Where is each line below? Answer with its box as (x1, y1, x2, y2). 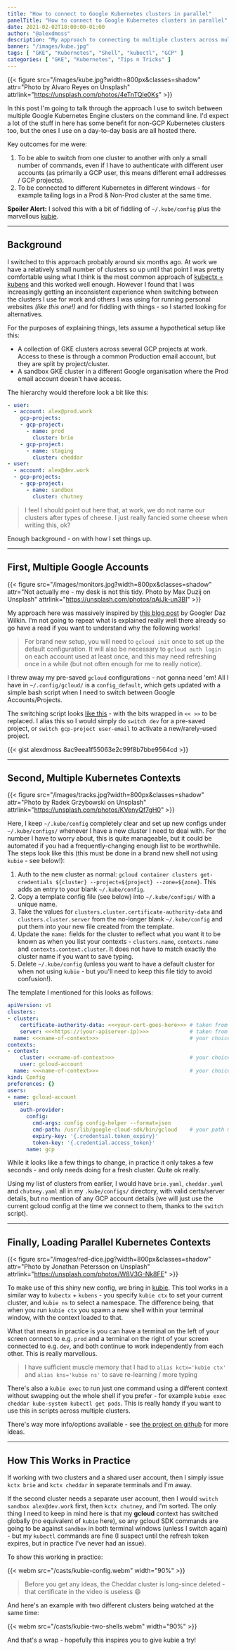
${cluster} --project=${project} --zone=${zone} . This (55, 878, 216, 886)
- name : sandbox (25, 486, 74, 493)
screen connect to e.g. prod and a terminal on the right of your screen (7, 1335, 209, 1343)
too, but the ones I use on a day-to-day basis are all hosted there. (7, 126, 197, 134)
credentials (17, 879, 53, 886)
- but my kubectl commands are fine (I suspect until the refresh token (7, 1532, 209, 1540)
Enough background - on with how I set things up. (7, 534, 152, 543)
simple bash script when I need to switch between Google (7, 688, 176, 697)
